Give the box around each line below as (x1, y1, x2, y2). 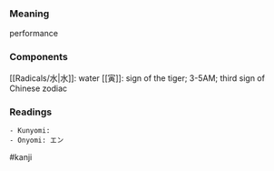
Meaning (9, 7, 50, 20)
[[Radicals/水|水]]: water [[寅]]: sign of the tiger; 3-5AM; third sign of (9, 72, 266, 84)
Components (9, 51, 68, 64)
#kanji (9, 151, 33, 162)
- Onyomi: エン (9, 136, 64, 145)
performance (9, 28, 59, 39)
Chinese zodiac (9, 83, 68, 94)
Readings (9, 106, 53, 118)
